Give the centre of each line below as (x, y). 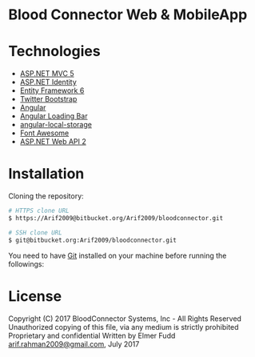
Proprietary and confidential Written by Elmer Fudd (92, 335)
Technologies (55, 52)
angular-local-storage (56, 125)
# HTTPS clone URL (39, 211)
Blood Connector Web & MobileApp (128, 15)
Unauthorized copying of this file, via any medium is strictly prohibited (124, 327)
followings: (26, 264)
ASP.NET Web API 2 (53, 142)
